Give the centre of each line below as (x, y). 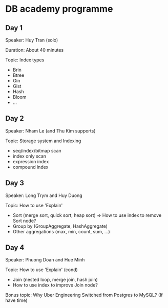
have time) (16, 300)
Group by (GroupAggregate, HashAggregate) (60, 226)
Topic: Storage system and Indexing (43, 141)
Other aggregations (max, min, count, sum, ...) (61, 231)
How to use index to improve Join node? (55, 285)
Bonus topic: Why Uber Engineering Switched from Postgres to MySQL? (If (84, 295)
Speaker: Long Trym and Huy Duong (44, 195)
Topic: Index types (25, 60)
